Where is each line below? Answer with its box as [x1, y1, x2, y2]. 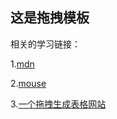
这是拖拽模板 [10, 9, 90, 27]
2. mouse [10, 77, 47, 89]
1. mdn [10, 58, 35, 70]
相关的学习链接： [10, 38, 81, 50]
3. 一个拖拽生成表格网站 [10, 98, 107, 110]
